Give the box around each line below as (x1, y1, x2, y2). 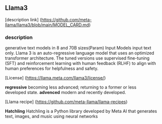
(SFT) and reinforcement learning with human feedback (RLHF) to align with (5, 61, 156, 66)
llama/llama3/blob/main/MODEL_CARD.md (5, 22, 89, 28)
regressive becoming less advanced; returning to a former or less (5, 84, 137, 90)
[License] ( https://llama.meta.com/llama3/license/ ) (5, 75, 106, 81)
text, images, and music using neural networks (5, 113, 98, 119)
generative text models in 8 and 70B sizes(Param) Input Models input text (5, 45, 151, 51)
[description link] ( (5, 16, 42, 22)
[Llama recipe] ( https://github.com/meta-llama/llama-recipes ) (5, 99, 128, 105)
